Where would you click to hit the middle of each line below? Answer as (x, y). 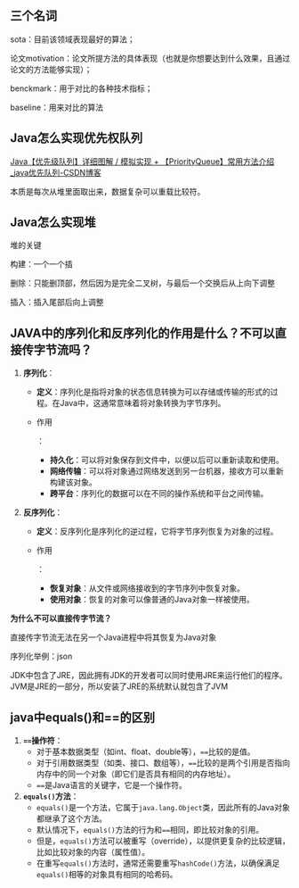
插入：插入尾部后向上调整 (57, 303)
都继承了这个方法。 (72, 818)
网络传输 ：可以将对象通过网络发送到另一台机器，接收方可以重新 (166, 471)
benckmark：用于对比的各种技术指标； (81, 88)
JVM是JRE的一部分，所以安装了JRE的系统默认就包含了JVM (119, 686)
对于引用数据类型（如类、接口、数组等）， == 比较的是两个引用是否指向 (163, 763)
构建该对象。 (73, 482)
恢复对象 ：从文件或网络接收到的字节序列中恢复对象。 (147, 588)
